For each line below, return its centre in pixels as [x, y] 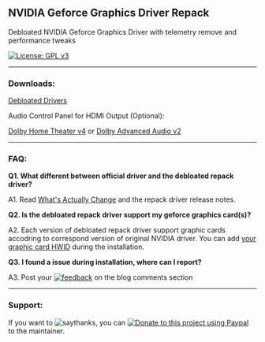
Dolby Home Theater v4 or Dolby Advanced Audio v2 [95, 131]
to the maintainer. [37, 331]
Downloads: [32, 84]
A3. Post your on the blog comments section [101, 277]
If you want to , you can [67, 322]
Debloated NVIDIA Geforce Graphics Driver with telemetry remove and [123, 32]
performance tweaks [42, 40]
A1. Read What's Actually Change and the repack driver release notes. [122, 199]
